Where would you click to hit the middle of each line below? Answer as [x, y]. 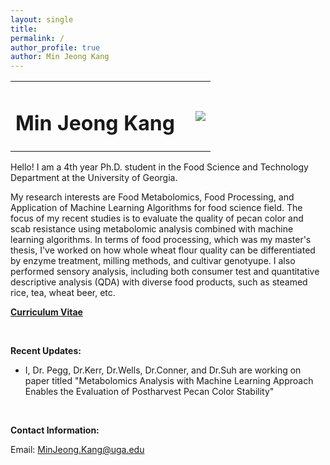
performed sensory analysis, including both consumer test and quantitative [165, 272]
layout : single [42, 19]
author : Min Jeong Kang [60, 57]
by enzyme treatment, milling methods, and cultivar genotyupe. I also [153, 261]
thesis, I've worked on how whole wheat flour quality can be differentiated [163, 250]
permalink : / [37, 38]
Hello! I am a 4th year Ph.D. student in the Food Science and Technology [159, 167]
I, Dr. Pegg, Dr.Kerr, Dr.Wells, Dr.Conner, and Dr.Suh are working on [163, 370]
